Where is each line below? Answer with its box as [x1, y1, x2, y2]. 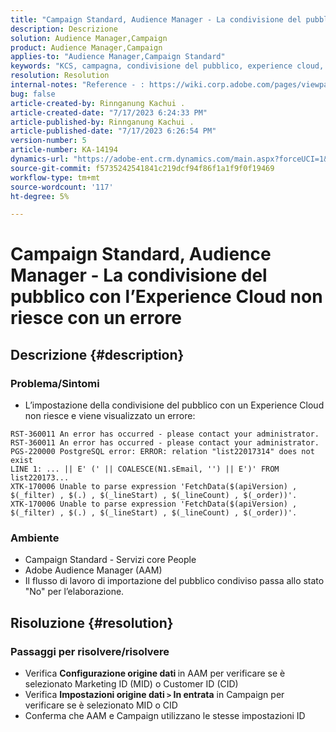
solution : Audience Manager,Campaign [10, 33, 168, 43]
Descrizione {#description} [10, 346, 185, 363]
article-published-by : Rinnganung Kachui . [10, 117, 195, 127]
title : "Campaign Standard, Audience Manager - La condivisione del [10, 14, 302, 25]
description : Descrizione [10, 24, 118, 34]
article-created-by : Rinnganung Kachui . [10, 98, 186, 108]
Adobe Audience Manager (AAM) [24, 564, 163, 576]
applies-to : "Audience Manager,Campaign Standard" [10, 52, 226, 62]
